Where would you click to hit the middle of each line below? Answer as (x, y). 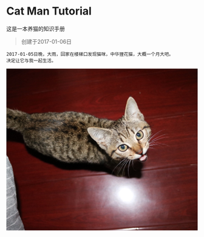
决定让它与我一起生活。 (31, 61)
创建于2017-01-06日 (46, 41)
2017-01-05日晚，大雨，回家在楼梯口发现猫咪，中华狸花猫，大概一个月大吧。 (90, 54)
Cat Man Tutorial (49, 11)
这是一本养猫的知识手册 (36, 28)
